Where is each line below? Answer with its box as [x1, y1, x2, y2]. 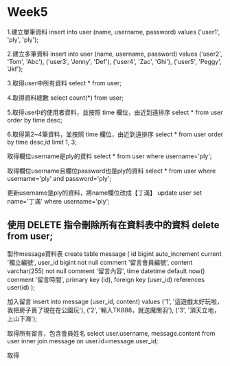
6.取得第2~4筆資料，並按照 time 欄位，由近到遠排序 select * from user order [7, 130, 224, 138]
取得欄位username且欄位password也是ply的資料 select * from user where [7, 166, 216, 175]
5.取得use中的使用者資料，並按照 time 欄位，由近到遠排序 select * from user [7, 108, 223, 116]
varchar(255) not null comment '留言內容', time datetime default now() [7, 266, 205, 275]
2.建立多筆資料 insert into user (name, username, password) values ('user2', [7, 50, 223, 58]
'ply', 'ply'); [7, 35, 39, 43]
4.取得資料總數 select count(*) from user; [7, 94, 124, 102]
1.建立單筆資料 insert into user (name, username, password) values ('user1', [7, 28, 220, 36]
